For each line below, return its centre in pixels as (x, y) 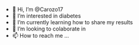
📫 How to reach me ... (40, 36)
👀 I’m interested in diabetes (47, 16)
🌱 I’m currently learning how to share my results (73, 22)
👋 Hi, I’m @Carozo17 (37, 9)
